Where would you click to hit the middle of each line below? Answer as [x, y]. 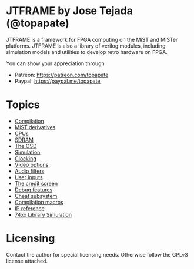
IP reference [30, 208]
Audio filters [29, 171]
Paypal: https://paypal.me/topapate [58, 81]
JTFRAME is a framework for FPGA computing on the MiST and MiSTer [92, 39]
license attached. [27, 261]
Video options [31, 164]
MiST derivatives [35, 127]
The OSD [26, 146]
